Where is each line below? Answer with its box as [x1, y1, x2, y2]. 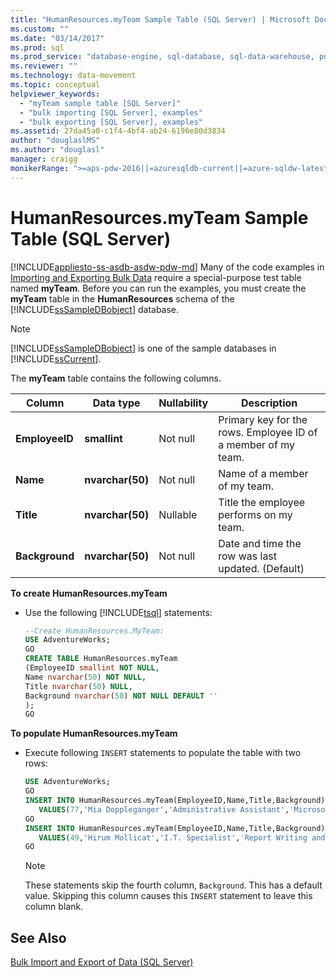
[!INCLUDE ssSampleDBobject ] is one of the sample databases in [10, 342, 277, 354]
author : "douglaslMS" [10, 136, 101, 146]
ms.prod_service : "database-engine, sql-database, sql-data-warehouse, [10, 52, 315, 62]
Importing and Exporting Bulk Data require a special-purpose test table [10, 271, 302, 283]
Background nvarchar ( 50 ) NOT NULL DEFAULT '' [24, 691, 218, 701]
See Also [10, 929, 67, 946]
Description [240, 396, 298, 410]
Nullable [158, 507, 198, 521]
